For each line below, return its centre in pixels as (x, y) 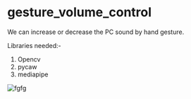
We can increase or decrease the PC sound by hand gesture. (96, 32)
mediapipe (33, 74)
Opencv (29, 59)
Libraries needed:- (34, 45)
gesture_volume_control (80, 12)
